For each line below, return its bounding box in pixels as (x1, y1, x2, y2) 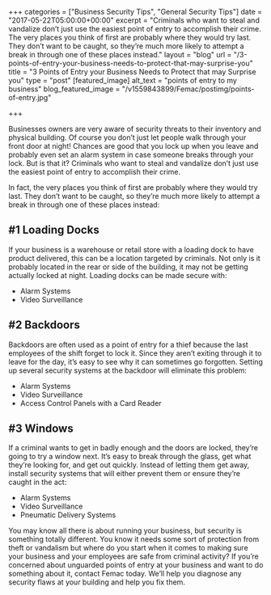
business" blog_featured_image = (8, 84, 121, 94)
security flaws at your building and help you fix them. (8, 577, 186, 587)
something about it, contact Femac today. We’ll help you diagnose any (8, 569, 242, 579)
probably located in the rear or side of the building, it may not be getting (8, 262, 248, 272)
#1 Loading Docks (8, 223, 100, 237)
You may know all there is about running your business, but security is (8, 525, 243, 536)
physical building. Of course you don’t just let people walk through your (8, 133, 247, 142)
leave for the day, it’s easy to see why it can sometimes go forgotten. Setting (8, 357, 263, 366)
